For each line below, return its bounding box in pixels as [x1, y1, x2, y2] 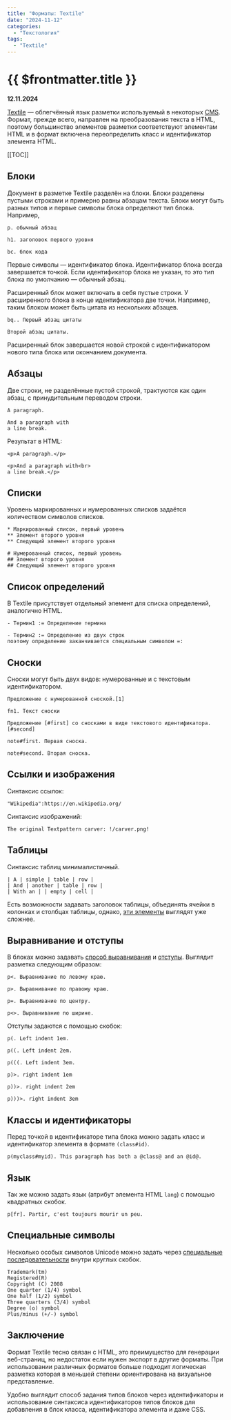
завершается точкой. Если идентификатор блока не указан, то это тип [7, 267, 215, 276]
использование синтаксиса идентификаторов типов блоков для [7, 1397, 195, 1406]
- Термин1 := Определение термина [7, 620, 107, 627]
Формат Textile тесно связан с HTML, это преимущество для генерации [7, 1348, 219, 1356]
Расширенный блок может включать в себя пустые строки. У [7, 288, 188, 296]
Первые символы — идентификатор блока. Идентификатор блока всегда [7, 260, 223, 269]
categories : [7, 23, 41, 30]
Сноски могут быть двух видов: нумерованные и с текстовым [7, 675, 191, 683]
